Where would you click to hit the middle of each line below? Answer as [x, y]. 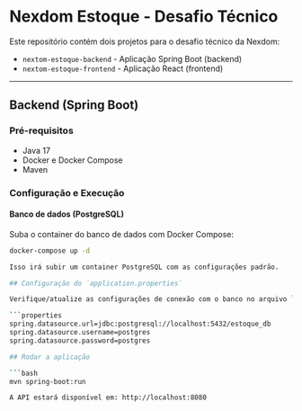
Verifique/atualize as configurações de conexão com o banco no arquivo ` [152, 299]
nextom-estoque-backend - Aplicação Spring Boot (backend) [132, 58]
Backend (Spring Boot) [74, 105]
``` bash [24, 373]
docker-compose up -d [50, 250]
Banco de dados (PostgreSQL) [67, 214]
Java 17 [36, 150]
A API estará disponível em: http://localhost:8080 [108, 398]
